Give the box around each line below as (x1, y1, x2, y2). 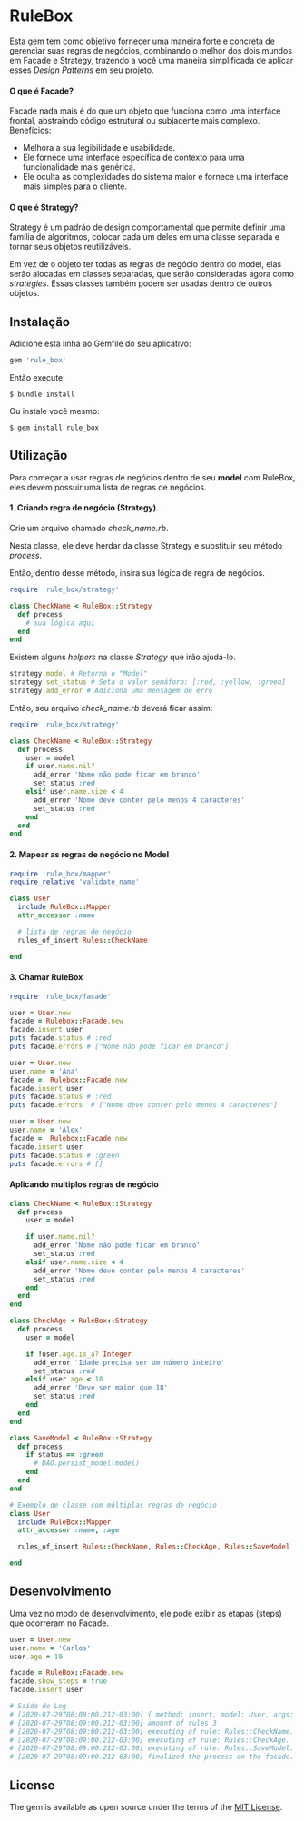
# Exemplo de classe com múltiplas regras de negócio (9, 1500, 218, 1509)
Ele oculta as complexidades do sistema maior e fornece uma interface (22, 172, 289, 183)
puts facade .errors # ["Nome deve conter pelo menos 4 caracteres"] (9, 1101, 279, 1110)
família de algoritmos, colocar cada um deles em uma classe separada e (9, 232, 279, 242)
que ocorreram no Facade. (9, 1618, 109, 1628)
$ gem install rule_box (9, 423, 100, 432)
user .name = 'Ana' (9, 1066, 79, 1076)
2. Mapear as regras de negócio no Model (9, 848, 170, 859)
